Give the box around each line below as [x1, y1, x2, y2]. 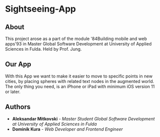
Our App [5, 60, 31, 69]
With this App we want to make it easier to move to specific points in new [5, 73, 153, 79]
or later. [5, 89, 21, 95]
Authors [5, 103, 31, 111]
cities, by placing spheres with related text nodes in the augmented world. [5, 78, 154, 84]
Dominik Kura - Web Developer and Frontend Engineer [12, 126, 123, 132]
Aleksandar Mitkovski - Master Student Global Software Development [12, 116, 155, 121]
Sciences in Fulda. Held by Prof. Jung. [5, 46, 82, 52]
